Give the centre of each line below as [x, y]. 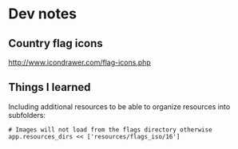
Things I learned [50, 87]
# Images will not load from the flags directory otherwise [111, 129]
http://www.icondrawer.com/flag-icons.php [80, 62]
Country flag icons [56, 43]
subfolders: [27, 115]
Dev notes [43, 14]
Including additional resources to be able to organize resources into [119, 106]
